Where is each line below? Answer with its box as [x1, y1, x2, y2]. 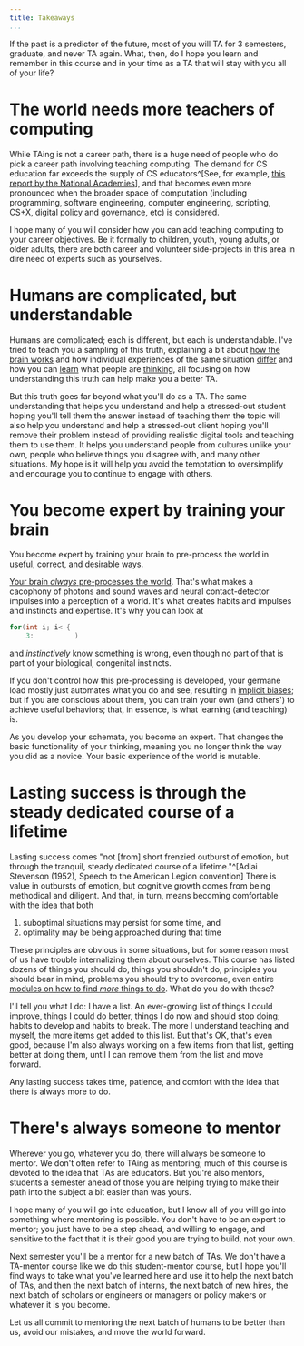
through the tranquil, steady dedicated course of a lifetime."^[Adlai [9, 861, 259, 872]
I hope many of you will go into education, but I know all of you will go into [9, 1204, 287, 1215]
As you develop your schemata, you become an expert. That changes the [9, 731, 284, 742]
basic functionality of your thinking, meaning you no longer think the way [9, 741, 283, 752]
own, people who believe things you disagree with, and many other [9, 448, 260, 459]
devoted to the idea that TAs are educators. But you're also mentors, [9, 1168, 265, 1179]
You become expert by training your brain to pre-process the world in [9, 549, 270, 560]
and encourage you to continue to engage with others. [9, 467, 213, 478]
